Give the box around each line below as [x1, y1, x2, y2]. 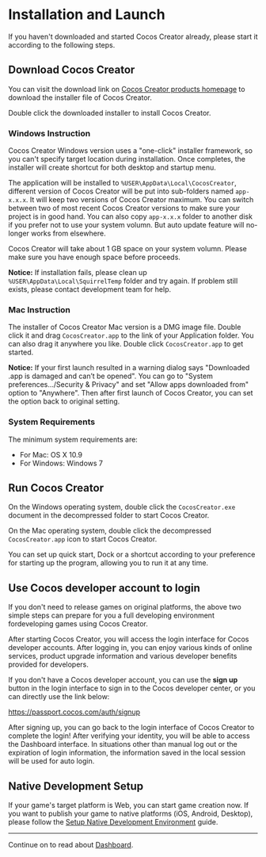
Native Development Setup [8, 779, 144, 793]
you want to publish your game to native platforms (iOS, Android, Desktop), [8, 809, 253, 818]
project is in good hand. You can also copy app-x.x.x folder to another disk [8, 212, 253, 221]
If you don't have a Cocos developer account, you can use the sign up [8, 675, 238, 685]
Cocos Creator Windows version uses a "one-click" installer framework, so [8, 146, 253, 155]
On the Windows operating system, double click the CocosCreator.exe [8, 502, 236, 512]
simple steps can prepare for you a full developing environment [8, 610, 215, 620]
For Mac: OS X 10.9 [19, 450, 83, 459]
